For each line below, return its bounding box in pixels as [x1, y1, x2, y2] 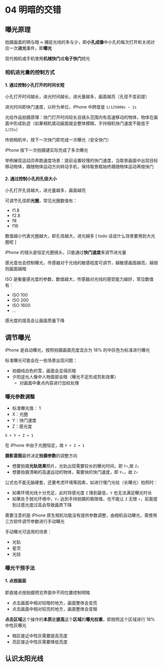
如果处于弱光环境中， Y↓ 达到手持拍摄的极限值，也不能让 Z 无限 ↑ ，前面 [12, 496, 154, 502]
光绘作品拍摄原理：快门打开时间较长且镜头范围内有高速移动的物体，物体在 [5, 114, 154, 120]
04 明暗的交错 [5, 4, 62, 16]
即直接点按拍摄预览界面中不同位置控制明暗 [5, 590, 90, 595]
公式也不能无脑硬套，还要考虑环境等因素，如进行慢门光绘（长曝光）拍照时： [5, 480, 158, 485]
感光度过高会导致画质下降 [20, 502, 72, 508]
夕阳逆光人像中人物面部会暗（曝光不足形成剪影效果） [12, 374, 119, 380]
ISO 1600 [12, 302, 31, 308]
